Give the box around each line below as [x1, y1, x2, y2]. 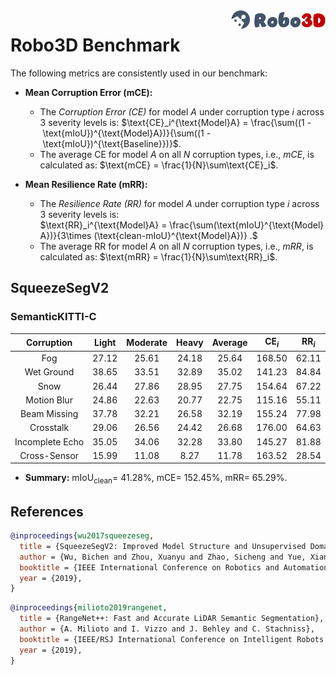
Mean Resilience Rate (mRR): [24, 178, 148, 190]
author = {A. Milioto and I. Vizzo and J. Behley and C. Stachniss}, [19, 624, 315, 634]
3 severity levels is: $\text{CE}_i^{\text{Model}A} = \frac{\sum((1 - [39, 116, 312, 128]
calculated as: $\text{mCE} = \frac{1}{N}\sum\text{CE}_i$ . [39, 159, 279, 171]
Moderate [126, 337, 168, 349]
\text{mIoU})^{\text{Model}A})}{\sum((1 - [42, 127, 212, 139]
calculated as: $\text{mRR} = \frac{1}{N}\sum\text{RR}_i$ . [39, 250, 278, 263]
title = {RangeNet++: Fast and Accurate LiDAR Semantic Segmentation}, [19, 614, 325, 624]
